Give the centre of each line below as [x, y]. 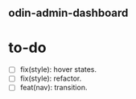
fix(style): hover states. [58, 69]
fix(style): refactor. [51, 78]
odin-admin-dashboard [68, 13]
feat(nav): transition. [54, 88]
